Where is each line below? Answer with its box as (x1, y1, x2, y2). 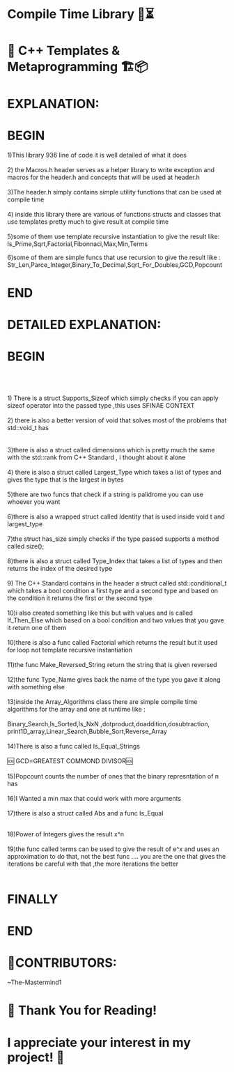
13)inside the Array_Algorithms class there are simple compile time (7, 697, 198, 705)
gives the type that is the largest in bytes (7, 475, 124, 484)
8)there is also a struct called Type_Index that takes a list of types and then (7, 556, 223, 565)
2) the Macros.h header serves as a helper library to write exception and (7, 165, 214, 174)
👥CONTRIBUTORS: (7, 955, 117, 971)
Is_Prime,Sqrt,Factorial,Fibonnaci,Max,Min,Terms (7, 239, 148, 248)
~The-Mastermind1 (7, 978, 62, 987)
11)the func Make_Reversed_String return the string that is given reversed (7, 660, 217, 668)
